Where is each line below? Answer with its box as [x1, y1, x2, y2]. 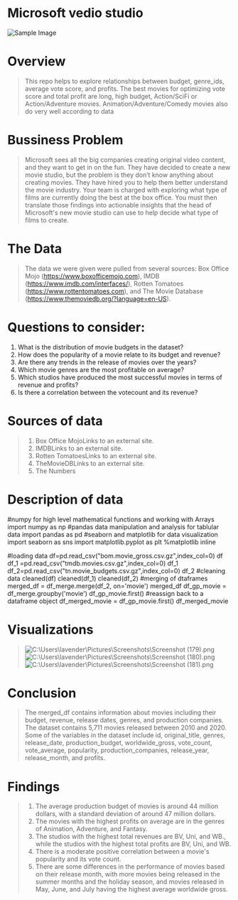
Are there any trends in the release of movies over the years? [17, 357, 197, 367]
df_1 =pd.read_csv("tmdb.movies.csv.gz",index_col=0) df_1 [7, 559, 179, 568]
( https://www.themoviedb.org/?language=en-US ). [24, 294, 171, 303]
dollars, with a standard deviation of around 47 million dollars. [35, 810, 217, 818]
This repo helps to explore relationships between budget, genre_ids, [24, 77, 225, 85]
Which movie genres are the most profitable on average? [17, 365, 185, 374]
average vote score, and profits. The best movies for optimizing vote [24, 84, 226, 93]
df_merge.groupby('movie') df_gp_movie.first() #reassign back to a [7, 589, 204, 597]
